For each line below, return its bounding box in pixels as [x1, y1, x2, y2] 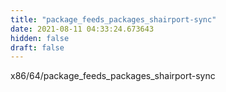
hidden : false [10, 33, 70, 43]
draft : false [10, 42, 65, 53]
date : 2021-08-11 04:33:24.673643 [10, 24, 155, 34]
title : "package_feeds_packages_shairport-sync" [10, 14, 217, 25]
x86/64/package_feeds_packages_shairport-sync [10, 70, 216, 82]
